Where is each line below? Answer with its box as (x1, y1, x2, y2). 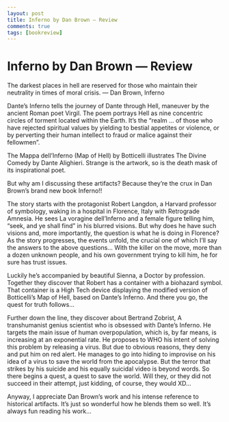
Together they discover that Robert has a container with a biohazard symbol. (7, 279, 223, 287)
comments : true (7, 23, 51, 29)
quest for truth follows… (7, 301, 75, 309)
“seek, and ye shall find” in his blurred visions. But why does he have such (7, 222, 217, 230)
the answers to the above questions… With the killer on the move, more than (7, 244, 222, 252)
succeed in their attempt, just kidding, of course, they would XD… (7, 380, 191, 388)
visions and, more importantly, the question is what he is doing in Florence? (7, 229, 220, 237)
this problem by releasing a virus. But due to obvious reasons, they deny (7, 343, 211, 351)
